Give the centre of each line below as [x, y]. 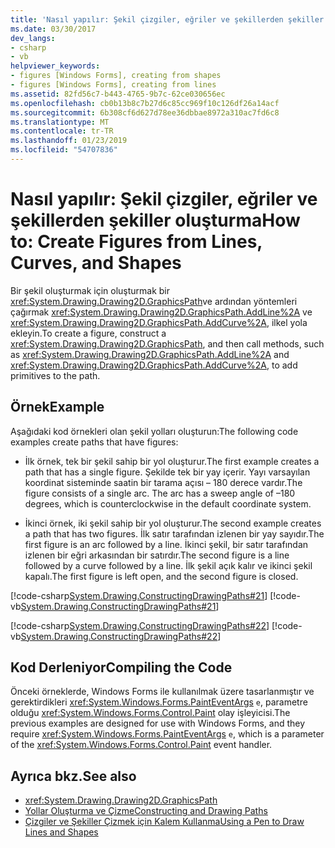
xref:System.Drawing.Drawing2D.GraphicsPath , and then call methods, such [167, 343]
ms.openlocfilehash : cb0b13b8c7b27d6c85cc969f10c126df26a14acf [145, 103]
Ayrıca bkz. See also [73, 776]
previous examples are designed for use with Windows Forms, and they [158, 723]
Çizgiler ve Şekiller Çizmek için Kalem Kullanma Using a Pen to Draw [164, 822]
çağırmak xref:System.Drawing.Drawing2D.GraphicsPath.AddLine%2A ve [161, 312]
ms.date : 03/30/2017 [53, 29]
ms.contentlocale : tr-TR [62, 131]
